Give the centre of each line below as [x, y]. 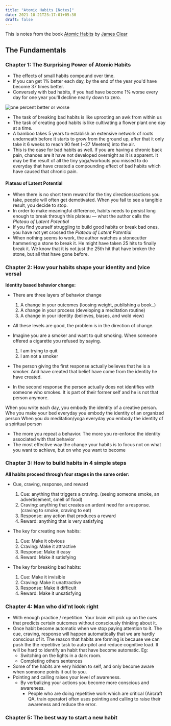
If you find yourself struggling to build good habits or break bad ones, [86, 227]
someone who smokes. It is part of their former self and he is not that [86, 392]
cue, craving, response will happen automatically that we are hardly [84, 634]
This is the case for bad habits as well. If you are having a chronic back [87, 150]
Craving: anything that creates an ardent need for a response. [85, 505]
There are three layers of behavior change [57, 295]
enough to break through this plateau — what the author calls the [81, 216]
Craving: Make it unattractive [51, 582]
